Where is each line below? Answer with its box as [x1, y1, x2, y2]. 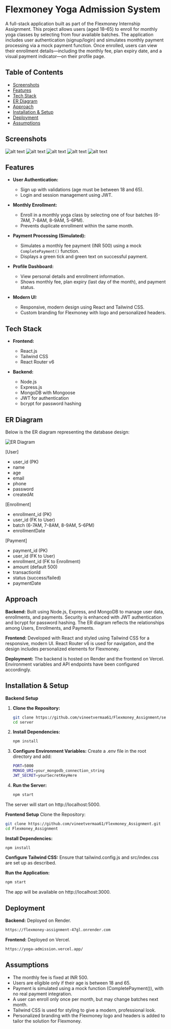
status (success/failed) [12, 575, 61, 581]
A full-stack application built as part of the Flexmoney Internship [5, 20, 140, 27]
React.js [20, 348, 37, 354]
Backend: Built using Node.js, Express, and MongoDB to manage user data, [5, 608, 164, 614]
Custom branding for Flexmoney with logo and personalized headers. [20, 310, 166, 316]
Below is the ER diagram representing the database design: [5, 429, 130, 435]
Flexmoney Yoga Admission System [5, 4, 161, 15]
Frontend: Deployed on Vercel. [5, 936, 70, 942]
